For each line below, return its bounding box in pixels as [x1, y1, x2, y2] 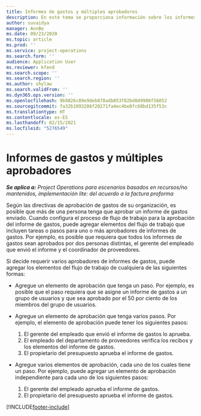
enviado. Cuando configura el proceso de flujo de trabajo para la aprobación [6, 214, 195, 221]
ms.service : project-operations [6, 48, 87, 54]
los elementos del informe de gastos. [23, 343, 115, 350]
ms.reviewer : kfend [6, 64, 55, 71]
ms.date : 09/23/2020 [6, 31, 58, 37]
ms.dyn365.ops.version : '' [6, 92, 74, 98]
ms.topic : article [6, 36, 52, 42]
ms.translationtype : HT [6, 109, 66, 115]
